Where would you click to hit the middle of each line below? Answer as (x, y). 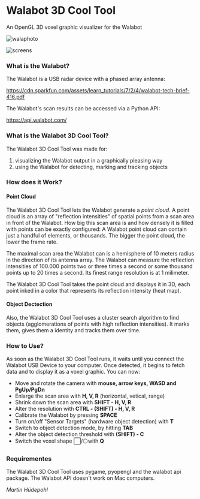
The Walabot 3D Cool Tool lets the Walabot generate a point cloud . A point (98, 210)
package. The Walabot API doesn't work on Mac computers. (81, 478)
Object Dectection (29, 304)
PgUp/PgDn (30, 390)
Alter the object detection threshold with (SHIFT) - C (79, 434)
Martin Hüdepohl (27, 490)
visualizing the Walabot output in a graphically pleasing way (89, 160)
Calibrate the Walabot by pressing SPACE (66, 415)
